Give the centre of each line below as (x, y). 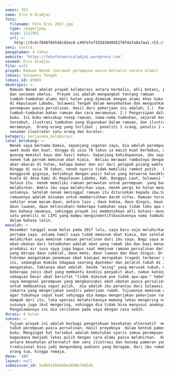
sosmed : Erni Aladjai (28, 61)
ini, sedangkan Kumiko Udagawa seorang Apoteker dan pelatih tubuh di (85, 263)
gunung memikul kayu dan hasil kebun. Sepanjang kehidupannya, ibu (82, 155)
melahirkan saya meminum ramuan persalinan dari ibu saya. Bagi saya (84, 239)
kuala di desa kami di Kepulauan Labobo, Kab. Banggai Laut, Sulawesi (85, 178)
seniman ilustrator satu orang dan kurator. (57, 131)
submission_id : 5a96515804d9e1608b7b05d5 (49, 365)
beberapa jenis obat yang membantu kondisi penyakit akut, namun (80, 272)
